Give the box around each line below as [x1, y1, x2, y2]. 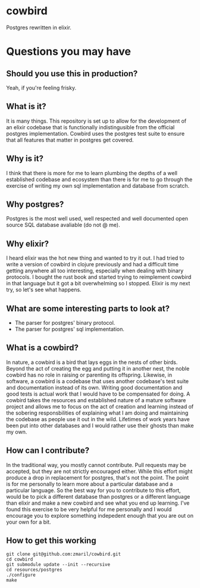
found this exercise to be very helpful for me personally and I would [6, 505, 172, 513]
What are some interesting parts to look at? [6, 303, 170, 313]
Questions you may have [6, 45, 131, 58]
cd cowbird [6, 556, 33, 562]
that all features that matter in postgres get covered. [6, 136, 134, 144]
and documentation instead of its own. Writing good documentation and [6, 384, 183, 391]
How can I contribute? [6, 446, 90, 456]
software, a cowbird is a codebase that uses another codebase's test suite [6, 377, 189, 385]
